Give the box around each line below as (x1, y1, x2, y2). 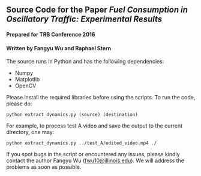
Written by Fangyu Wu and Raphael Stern (6, 44, 112, 51)
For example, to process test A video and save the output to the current (6, 122, 183, 129)
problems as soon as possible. (6, 163, 82, 171)
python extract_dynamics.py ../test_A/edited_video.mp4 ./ (6, 140, 157, 146)
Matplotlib (14, 76, 40, 83)
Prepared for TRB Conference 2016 (6, 31, 95, 38)
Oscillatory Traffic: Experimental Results (6, 14, 163, 25)
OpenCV (14, 82, 37, 89)
